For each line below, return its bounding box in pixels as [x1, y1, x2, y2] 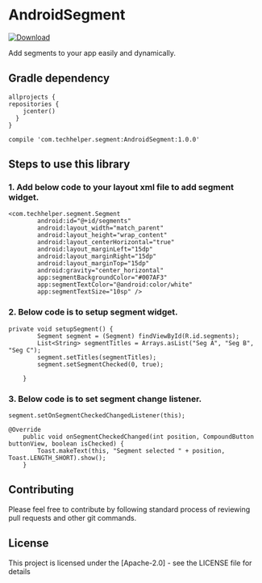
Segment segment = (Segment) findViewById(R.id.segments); [37, 332, 240, 340]
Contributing [8, 483, 74, 496]
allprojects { [8, 93, 56, 101]
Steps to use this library [8, 158, 131, 171]
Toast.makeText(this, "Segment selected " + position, [37, 447, 226, 455]
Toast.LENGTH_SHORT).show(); [8, 454, 106, 463]
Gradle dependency [8, 71, 110, 86]
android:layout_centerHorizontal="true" [37, 239, 175, 247]
